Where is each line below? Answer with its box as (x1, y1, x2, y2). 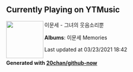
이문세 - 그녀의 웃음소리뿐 (44, 21, 104, 29)
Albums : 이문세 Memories (44, 34, 107, 41)
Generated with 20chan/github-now (6, 60, 98, 67)
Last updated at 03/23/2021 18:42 (44, 46, 128, 53)
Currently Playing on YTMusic (6, 5, 120, 15)
